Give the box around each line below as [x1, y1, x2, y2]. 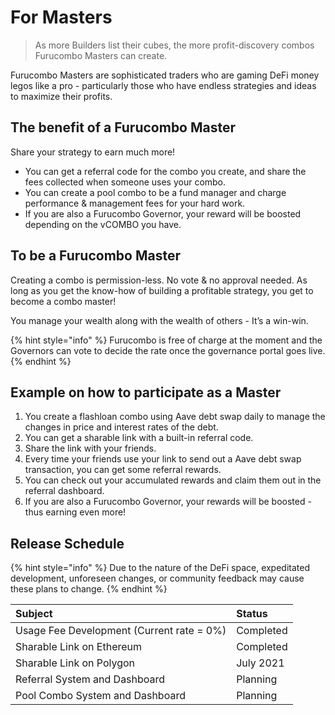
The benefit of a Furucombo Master [10, 119, 237, 136]
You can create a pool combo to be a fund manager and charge [24, 186, 287, 198]
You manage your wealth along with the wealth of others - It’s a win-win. [10, 314, 309, 326]
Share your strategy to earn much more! [10, 146, 176, 158]
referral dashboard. [24, 485, 105, 497]
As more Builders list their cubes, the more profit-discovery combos [34, 39, 315, 51]
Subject [15, 607, 53, 621]
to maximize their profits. [10, 90, 113, 102]
